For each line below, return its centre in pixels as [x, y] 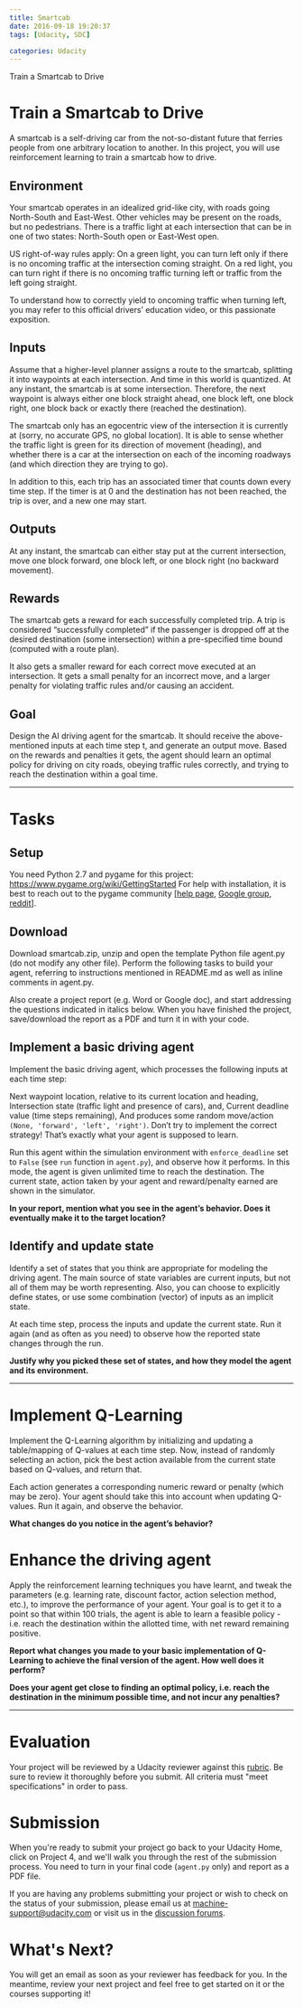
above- [270, 736]
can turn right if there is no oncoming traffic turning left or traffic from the [146, 273]
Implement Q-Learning [96, 1415]
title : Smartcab [40, 18]
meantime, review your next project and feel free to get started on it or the [147, 1984]
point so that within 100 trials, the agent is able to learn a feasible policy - [145, 1614]
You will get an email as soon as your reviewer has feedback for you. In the [148, 1975]
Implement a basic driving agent [102, 1047]
